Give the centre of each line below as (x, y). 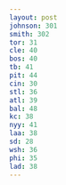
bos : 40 (24, 59)
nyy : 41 (24, 125)
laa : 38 (24, 133)
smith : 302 (29, 34)
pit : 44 (24, 76)
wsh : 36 (24, 149)
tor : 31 (24, 42)
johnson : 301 (33, 26)
